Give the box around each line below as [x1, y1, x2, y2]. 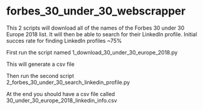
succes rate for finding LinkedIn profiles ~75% [6, 37, 122, 44]
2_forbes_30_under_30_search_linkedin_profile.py [6, 79, 130, 86]
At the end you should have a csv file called [6, 90, 115, 97]
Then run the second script [6, 72, 75, 79]
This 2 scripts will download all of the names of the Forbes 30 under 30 [6, 24, 185, 31]
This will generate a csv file [6, 60, 75, 68]
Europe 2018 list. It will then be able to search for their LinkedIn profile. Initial [6, 30, 198, 37]
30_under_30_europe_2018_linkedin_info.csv [6, 97, 118, 104]
